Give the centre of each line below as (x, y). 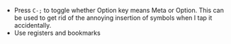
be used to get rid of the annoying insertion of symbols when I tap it (113, 18)
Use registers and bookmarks (57, 33)
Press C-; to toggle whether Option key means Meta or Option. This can (119, 10)
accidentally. (33, 25)
